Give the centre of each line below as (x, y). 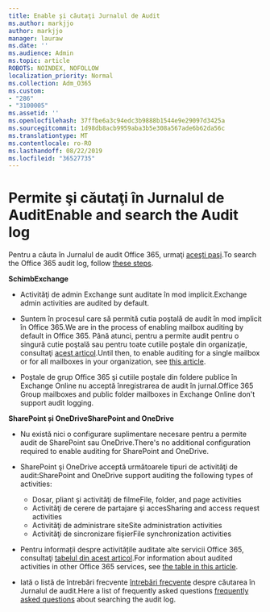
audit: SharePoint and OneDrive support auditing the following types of (137, 476)
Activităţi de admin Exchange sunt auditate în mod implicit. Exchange (133, 294)
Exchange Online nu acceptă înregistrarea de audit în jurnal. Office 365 (137, 386)
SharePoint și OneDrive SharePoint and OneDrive (91, 418)
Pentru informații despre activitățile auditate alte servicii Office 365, (132, 550)
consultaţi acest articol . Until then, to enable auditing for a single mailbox (140, 353)
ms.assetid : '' (34, 114)
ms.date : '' (28, 46)
